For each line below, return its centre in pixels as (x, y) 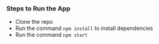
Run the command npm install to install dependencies (84, 28)
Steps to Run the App (39, 9)
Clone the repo (34, 22)
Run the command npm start (51, 35)
